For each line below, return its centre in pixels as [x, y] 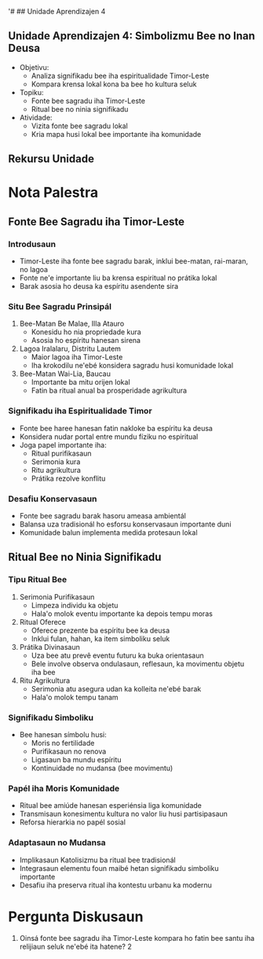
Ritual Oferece [43, 622]
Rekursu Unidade [51, 159]
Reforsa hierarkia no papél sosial [72, 822]
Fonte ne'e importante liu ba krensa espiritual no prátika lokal [118, 278]
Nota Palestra [53, 193]
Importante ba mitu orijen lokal [81, 382]
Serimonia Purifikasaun [57, 596]
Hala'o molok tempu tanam [75, 697]
